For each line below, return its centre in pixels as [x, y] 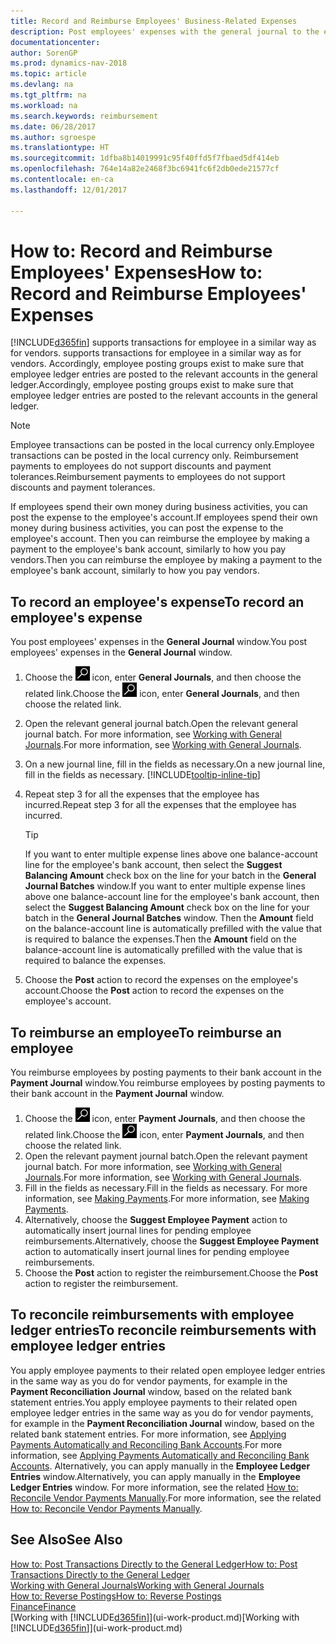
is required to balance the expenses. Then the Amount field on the [160, 939]
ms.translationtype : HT [60, 148]
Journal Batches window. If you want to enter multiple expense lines [165, 886]
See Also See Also [66, 1540]
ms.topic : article [48, 74]
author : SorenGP [44, 53]
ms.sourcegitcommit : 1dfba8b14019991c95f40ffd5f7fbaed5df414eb [145, 158]
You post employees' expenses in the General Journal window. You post [159, 642]
